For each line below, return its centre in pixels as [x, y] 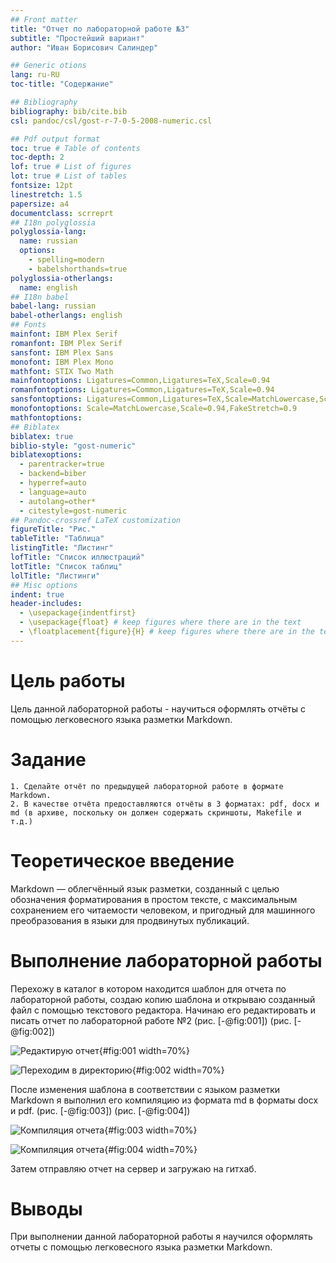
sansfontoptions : [46, 399]
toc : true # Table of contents [75, 148]
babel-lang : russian [53, 306]
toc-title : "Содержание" [62, 84]
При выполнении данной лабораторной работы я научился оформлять [161, 1237]
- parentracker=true [62, 464]
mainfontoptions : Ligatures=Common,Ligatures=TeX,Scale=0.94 [140, 381]
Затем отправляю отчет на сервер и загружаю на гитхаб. [133, 1168]
